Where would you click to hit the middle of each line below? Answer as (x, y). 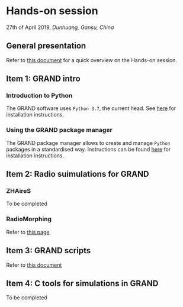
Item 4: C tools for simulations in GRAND (82, 283)
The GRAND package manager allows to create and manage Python (88, 143)
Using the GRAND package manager (59, 130)
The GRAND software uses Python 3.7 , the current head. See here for (91, 108)
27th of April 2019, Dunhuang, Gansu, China (60, 27)
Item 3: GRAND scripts (49, 251)
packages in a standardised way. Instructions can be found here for (89, 149)
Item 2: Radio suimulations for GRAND (78, 174)
